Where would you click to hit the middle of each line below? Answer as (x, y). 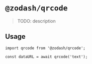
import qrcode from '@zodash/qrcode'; (45, 48)
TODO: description (37, 21)
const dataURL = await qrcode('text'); (46, 57)
